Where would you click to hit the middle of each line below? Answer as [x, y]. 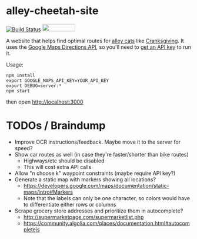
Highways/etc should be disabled [64, 161]
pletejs [31, 229]
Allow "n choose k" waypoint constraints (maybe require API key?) [95, 173]
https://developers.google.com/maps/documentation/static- [96, 185]
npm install [21, 75]
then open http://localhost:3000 [45, 102]
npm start [18, 91]
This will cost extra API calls [57, 167]
